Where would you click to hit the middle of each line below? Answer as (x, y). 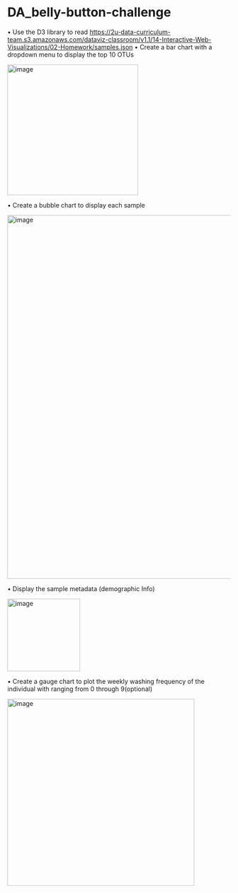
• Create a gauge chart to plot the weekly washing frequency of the (106, 681)
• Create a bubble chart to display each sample (76, 205)
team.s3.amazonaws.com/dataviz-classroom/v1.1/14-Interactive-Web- (109, 39)
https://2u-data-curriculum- (130, 32)
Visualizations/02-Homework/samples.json (70, 47)
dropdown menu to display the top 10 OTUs (71, 55)
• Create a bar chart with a (173, 47)
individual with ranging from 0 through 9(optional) (80, 689)
